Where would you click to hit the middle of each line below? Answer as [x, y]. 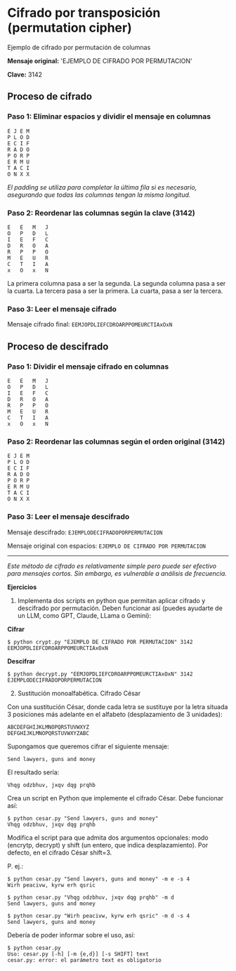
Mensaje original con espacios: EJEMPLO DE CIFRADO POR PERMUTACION [106, 546]
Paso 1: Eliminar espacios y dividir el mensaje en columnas [109, 117]
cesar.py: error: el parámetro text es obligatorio [84, 960]
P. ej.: [15, 866]
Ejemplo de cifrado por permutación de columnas [79, 47]
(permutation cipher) [70, 28]
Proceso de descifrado [58, 346]
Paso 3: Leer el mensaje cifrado [62, 309]
